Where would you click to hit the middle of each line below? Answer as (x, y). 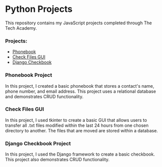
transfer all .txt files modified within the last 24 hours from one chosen (77, 125)
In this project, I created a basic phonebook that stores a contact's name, (80, 86)
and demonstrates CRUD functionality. (44, 96)
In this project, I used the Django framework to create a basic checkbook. (80, 154)
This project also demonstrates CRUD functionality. (57, 160)
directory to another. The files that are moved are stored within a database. (81, 130)
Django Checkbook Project (38, 143)
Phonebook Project (29, 75)
